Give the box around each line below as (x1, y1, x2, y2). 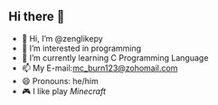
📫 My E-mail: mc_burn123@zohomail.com (21, 62, 178, 73)
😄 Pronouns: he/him (21, 75, 99, 86)
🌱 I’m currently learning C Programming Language (21, 52, 209, 63)
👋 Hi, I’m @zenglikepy (21, 33, 103, 43)
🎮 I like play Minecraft (21, 85, 106, 96)
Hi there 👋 (8, 9, 65, 24)
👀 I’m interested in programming (21, 43, 142, 53)
